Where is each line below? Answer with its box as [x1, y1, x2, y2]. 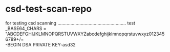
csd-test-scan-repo [5, 3, 92, 15]
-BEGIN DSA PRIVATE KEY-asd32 [5, 41, 76, 47]
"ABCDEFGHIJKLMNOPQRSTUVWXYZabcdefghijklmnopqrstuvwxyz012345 [5, 31, 165, 37]
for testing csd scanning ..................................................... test [5, 20, 136, 26]
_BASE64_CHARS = [5, 25, 47, 31]
